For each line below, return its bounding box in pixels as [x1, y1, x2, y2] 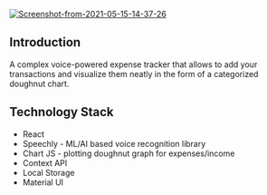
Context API [22, 157, 68, 168]
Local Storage [22, 167, 75, 178]
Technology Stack [9, 104, 114, 120]
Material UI [22, 177, 64, 188]
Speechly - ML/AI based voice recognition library [22, 138, 206, 149]
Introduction [9, 34, 81, 50]
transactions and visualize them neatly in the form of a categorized [9, 68, 259, 79]
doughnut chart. [9, 78, 70, 89]
